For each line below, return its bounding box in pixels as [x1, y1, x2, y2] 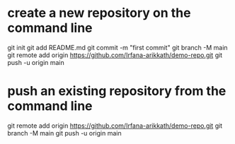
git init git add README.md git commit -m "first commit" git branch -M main [7, 43, 228, 52]
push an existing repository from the [7, 83, 227, 100]
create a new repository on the [7, 5, 191, 21]
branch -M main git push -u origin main [7, 128, 122, 137]
